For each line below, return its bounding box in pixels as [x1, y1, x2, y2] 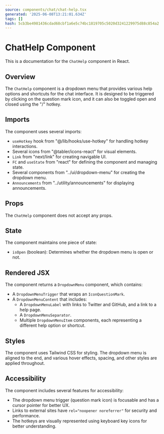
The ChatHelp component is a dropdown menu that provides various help [5, 86, 153, 91]
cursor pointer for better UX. [12, 402, 70, 408]
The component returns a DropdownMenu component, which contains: [5, 282, 143, 288]
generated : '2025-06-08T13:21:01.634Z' [5, 12, 87, 17]
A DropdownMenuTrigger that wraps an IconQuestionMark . [12, 291, 125, 297]
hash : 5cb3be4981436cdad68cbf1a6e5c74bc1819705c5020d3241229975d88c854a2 [5, 21, 160, 26]
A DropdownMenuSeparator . [19, 312, 72, 318]
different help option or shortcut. [19, 322, 86, 328]
